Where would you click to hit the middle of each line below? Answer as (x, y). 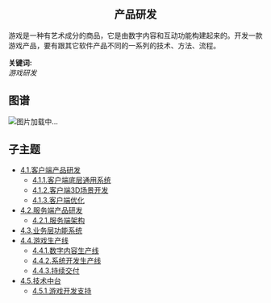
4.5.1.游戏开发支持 (62, 291)
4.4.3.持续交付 (56, 271)
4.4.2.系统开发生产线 (67, 261)
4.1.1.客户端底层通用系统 (71, 181)
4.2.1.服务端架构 (58, 221)
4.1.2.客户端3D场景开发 (70, 190)
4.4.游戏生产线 (44, 241)
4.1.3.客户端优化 (58, 201)
